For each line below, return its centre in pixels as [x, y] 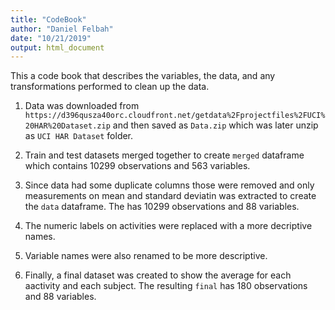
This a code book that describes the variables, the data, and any [143, 76]
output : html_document [57, 47]
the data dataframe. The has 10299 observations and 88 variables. [162, 207]
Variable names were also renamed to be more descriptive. [146, 256]
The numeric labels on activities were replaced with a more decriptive [168, 226]
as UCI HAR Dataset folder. [79, 136]
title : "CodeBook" [48, 19]
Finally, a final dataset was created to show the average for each [158, 275]
